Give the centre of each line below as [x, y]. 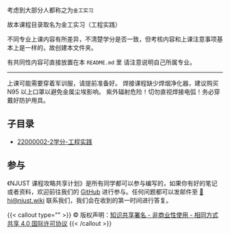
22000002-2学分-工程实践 [54, 142]
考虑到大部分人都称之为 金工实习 [50, 10]
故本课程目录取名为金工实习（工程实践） [64, 25]
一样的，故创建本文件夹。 [61, 48]
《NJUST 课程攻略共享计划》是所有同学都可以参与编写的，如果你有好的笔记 [112, 183]
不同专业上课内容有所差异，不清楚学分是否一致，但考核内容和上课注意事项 [112, 39]
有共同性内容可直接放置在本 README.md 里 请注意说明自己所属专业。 [102, 62]
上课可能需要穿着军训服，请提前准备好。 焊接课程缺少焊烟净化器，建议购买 [113, 83]
